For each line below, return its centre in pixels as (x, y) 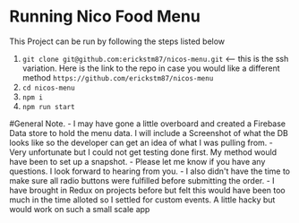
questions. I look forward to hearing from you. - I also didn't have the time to (150, 171)
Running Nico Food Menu (105, 17)
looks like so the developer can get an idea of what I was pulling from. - (141, 142)
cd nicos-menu (48, 88)
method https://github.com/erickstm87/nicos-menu (118, 77)
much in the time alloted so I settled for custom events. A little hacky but (142, 200)
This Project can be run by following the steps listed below (117, 41)
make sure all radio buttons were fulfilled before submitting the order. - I (142, 180)
